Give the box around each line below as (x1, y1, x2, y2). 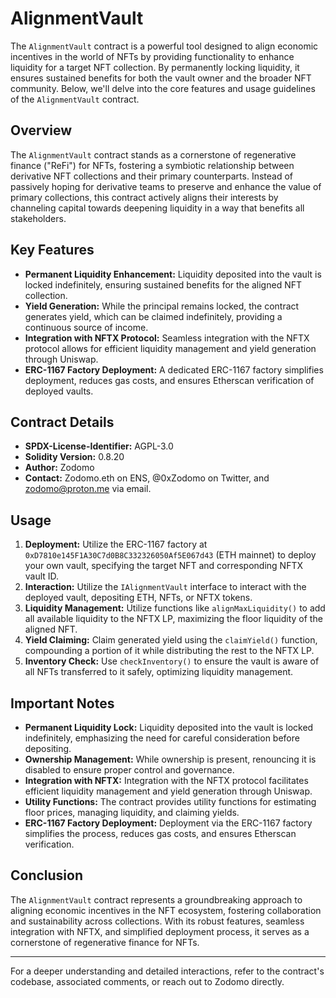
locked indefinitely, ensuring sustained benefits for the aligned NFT (24, 278, 302, 291)
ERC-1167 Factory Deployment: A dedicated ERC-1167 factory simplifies (24, 363, 324, 376)
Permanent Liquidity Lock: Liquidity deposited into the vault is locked (24, 722, 314, 733)
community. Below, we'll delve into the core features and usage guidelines (10, 82, 316, 94)
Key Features (10, 242, 95, 259)
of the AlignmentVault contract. (10, 93, 140, 105)
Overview (10, 122, 73, 139)
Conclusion (10, 867, 84, 884)
